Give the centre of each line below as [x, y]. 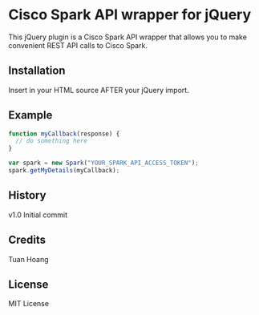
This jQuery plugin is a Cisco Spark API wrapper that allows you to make [127, 37]
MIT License [29, 304]
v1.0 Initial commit [38, 215]
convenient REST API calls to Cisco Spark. [78, 45]
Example [30, 115]
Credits [27, 240]
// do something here [52, 141]
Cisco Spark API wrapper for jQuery [130, 15]
